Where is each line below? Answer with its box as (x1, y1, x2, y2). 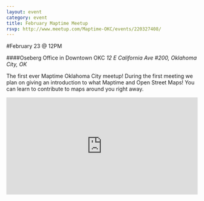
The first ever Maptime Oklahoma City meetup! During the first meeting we (6, 72, 193, 80)
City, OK (6, 61, 27, 68)
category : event (6, 15, 47, 21)
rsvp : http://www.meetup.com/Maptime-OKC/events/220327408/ (6, 26, 162, 32)
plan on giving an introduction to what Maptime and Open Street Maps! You (6, 79, 195, 86)
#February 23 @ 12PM (6, 43, 63, 50)
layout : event (6, 9, 42, 15)
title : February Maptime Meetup (6, 20, 88, 26)
